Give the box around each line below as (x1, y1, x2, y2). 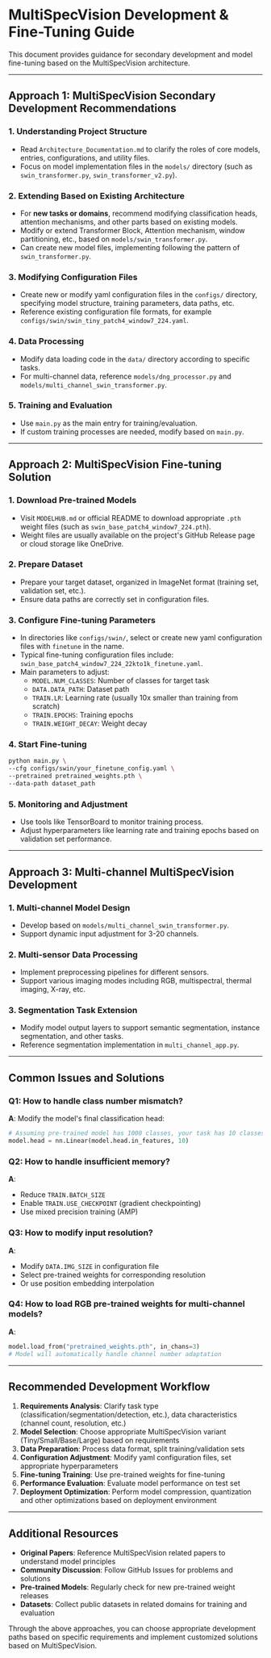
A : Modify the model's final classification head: (8, 1114, 165, 1124)
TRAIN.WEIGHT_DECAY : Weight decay (31, 718, 148, 728)
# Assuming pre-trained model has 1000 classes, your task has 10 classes (8, 1129, 265, 1137)
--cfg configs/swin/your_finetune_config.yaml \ (8, 764, 175, 772)
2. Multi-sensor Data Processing (8, 948, 139, 960)
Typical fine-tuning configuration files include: (19, 650, 174, 659)
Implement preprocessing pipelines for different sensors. (19, 967, 210, 978)
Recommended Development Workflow (8, 1380, 211, 1393)
